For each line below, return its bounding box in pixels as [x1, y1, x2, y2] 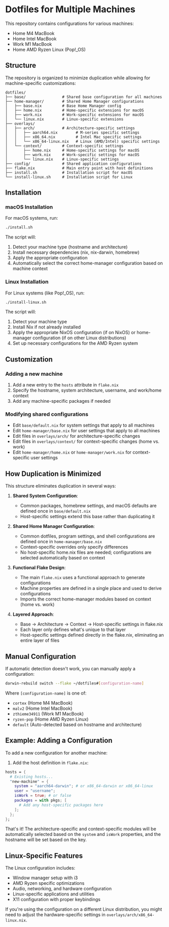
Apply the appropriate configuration [12, 255, 88, 261]
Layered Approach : [12, 611, 54, 617]
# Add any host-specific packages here [18, 802, 103, 808]
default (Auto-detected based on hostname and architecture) [12, 721, 142, 728]
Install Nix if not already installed [12, 324, 81, 330]
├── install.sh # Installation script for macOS [5, 170, 133, 175]
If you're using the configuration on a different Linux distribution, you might [5, 906, 162, 912]
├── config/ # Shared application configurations [5, 161, 142, 166]
